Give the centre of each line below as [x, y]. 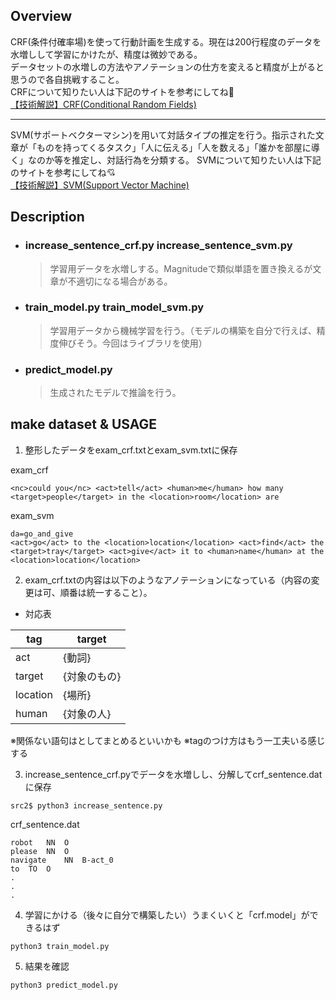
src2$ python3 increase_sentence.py [86, 805]
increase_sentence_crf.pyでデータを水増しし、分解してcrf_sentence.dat [173, 774]
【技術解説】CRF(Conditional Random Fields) [103, 104]
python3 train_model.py [60, 946]
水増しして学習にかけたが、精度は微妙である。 [106, 54]
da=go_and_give [42, 534]
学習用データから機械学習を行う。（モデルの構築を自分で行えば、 [183, 330]
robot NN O [40, 842]
